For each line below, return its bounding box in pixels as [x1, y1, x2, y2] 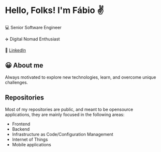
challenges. [5, 79, 28, 85]
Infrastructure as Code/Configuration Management [12, 131, 114, 137]
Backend [12, 126, 30, 132]
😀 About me [5, 61, 44, 69]
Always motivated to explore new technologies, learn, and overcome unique [5, 74, 156, 80]
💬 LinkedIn [5, 47, 26, 53]
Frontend [12, 121, 30, 127]
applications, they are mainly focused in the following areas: [5, 111, 125, 118]
